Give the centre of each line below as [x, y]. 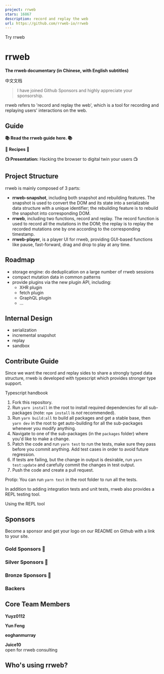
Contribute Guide [32, 361]
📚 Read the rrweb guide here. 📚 [39, 138]
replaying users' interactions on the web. [46, 110]
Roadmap [20, 260]
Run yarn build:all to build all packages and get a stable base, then [81, 418]
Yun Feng [15, 625]
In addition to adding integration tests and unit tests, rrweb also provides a [80, 489]
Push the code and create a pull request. [53, 470]
